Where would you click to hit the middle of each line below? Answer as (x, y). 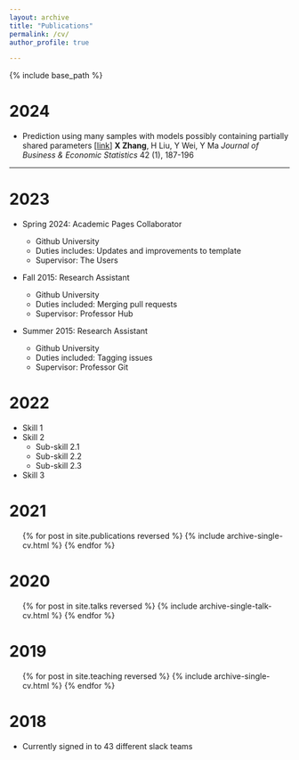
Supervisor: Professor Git (82, 367)
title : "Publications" (51, 26)
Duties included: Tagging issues (94, 358)
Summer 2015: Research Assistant (85, 331)
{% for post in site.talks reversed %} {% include (110, 606)
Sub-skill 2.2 (59, 456)
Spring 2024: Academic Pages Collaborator (102, 225)
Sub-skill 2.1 (57, 447)
